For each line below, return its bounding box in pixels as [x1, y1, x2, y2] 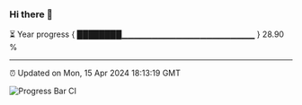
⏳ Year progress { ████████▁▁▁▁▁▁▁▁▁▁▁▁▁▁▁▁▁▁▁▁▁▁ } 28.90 [9, 29, 285, 39]
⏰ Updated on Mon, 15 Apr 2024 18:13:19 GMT [9, 67, 182, 79]
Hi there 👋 [9, 8, 54, 21]
